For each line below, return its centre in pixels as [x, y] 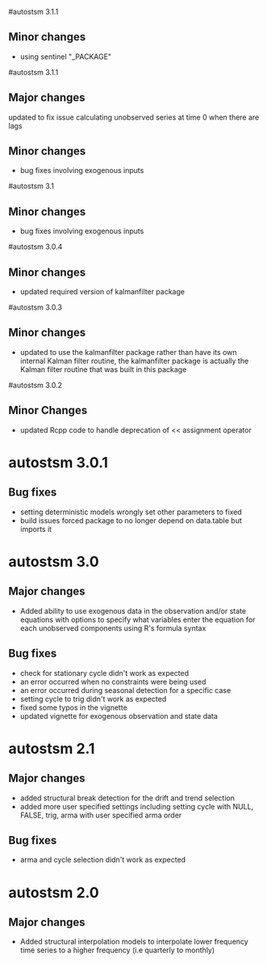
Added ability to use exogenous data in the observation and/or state [133, 610]
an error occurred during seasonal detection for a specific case [125, 690]
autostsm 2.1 [52, 748]
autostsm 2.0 [54, 892]
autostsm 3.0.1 [58, 462]
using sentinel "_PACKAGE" [65, 57]
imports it [36, 529]
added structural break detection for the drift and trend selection [127, 798]
